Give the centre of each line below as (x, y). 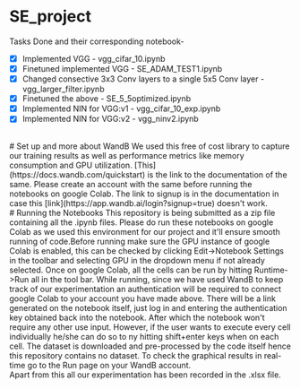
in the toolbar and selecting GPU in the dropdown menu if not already (137, 261)
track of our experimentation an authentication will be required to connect (146, 290)
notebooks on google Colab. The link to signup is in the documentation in (144, 194)
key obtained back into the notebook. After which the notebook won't (137, 318)
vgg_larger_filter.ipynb (63, 89)
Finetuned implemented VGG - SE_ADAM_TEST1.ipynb (122, 69)
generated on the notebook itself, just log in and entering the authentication (149, 308)
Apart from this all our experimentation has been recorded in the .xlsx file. (146, 375)
